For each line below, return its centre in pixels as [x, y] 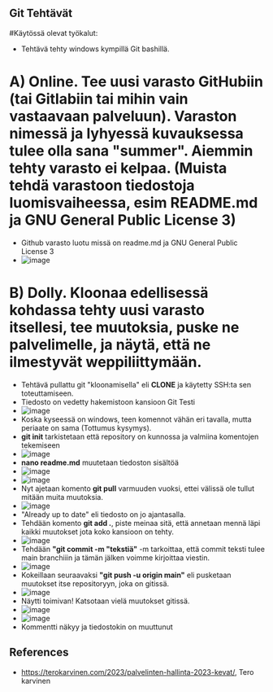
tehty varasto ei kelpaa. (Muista [118, 168]
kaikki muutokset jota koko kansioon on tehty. [97, 532]
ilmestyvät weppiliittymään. [106, 362]
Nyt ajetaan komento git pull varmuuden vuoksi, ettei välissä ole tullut [138, 488]
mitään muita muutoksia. [62, 497]
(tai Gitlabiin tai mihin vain [99, 99]
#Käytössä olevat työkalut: [54, 33]
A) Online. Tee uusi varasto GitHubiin [136, 81]
